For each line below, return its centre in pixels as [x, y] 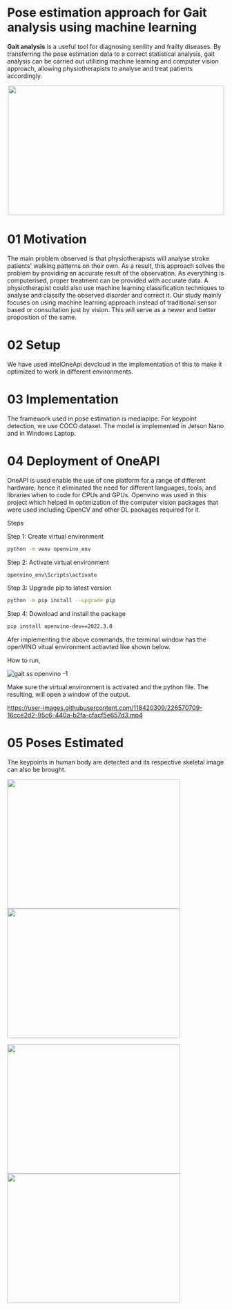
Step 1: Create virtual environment [55, 536]
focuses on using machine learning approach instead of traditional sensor [112, 302]
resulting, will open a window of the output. [69, 695]
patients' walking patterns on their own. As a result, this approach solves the [116, 266]
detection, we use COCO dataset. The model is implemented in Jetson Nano [116, 425]
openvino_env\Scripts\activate [52, 575]
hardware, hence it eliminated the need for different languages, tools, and [112, 488]
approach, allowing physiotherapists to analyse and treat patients [100, 68]
